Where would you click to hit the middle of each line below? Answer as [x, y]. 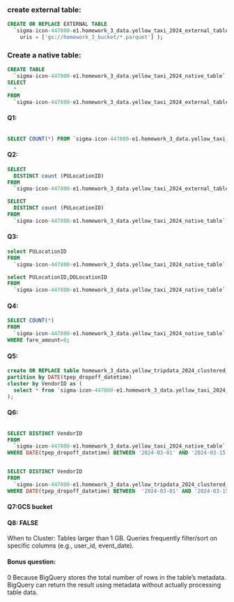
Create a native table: [44, 55]
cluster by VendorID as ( [45, 383]
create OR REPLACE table [43, 371]
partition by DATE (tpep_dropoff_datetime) [70, 377]
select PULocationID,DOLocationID [57, 277]
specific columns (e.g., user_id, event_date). [71, 545]
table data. [23, 592]
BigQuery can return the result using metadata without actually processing [114, 585]
